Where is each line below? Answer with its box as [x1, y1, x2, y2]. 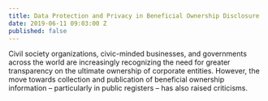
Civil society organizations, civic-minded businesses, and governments [8, 49, 248, 59]
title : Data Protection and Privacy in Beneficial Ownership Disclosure [8, 11, 260, 20]
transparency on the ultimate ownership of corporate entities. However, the [8, 66, 260, 76]
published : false [8, 27, 67, 35]
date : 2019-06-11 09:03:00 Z [8, 19, 107, 27]
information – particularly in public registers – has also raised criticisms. [8, 83, 248, 93]
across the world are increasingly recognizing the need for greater [8, 57, 231, 67]
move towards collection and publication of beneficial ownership [8, 74, 225, 85]
